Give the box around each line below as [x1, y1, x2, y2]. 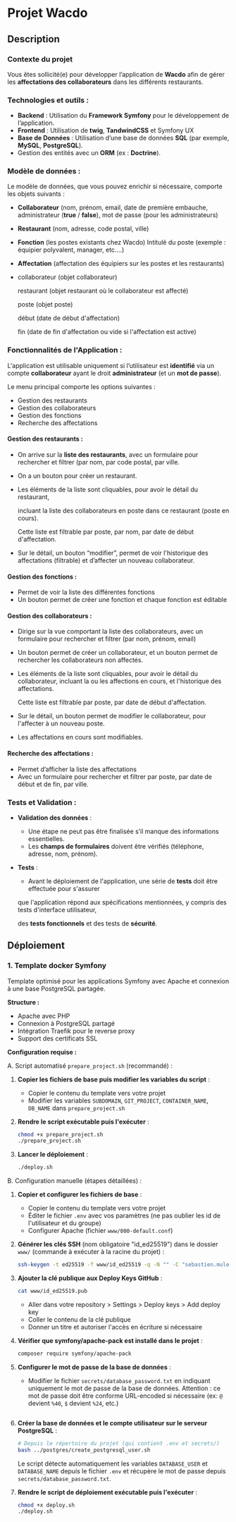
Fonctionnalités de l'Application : [7, 345, 123, 355]
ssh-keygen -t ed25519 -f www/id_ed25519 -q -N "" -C [17, 1261, 180, 1268]
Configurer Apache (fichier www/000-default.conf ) [27, 1227, 173, 1235]
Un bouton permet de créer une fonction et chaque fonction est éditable [17, 596, 228, 604]
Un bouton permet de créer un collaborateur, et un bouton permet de [17, 649, 218, 657]
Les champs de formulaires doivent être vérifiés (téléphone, [27, 842, 204, 850]
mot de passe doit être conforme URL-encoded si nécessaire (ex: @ [27, 1391, 223, 1400]
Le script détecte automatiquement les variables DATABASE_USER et [17, 1459, 208, 1468]
